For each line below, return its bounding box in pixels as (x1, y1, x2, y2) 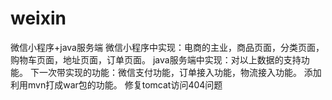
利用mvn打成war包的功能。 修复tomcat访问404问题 (10, 78, 223, 91)
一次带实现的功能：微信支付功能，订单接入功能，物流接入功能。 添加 (38, 66, 322, 78)
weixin (10, 7, 67, 30)
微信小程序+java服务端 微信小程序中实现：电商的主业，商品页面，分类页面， (10, 41, 325, 53)
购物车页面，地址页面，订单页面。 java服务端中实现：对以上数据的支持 (10, 53, 302, 66)
